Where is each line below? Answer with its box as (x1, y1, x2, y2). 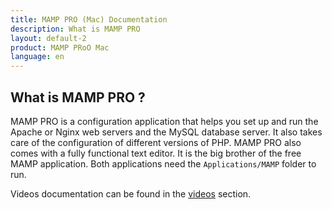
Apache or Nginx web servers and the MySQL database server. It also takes (10, 126, 323, 138)
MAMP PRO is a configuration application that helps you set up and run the (10, 115, 319, 127)
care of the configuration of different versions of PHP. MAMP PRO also (10, 136, 302, 148)
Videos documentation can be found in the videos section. (10, 187, 252, 200)
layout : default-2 (10, 33, 87, 43)
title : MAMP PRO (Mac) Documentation (10, 14, 168, 25)
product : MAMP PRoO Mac (10, 42, 110, 53)
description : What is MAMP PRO (10, 24, 141, 34)
